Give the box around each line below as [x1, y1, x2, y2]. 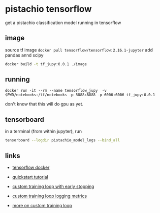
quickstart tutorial [12, 174, 48, 180]
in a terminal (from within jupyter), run [5, 129, 82, 134]
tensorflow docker [12, 164, 50, 170]
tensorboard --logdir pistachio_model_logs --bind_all [5, 138, 120, 143]
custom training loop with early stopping [12, 183, 95, 189]
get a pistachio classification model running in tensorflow [5, 20, 122, 26]
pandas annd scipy [5, 52, 44, 58]
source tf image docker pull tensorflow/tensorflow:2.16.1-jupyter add [5, 47, 153, 53]
